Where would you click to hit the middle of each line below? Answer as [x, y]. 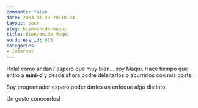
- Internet [20, 52]
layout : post [23, 23]
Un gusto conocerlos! [34, 98]
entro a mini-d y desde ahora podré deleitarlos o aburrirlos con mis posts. [100, 75]
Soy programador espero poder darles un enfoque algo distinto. [86, 87]
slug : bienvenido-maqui [37, 29]
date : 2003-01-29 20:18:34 [41, 18]
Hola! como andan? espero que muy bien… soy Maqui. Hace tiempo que [97, 69]
